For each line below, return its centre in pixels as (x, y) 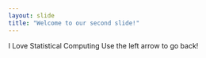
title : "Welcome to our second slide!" (74, 23)
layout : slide (32, 15)
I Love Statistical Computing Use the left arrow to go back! (103, 45)
